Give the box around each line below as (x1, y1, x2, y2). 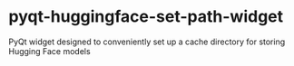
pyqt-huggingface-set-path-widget (8, 6, 284, 27)
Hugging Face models (8, 45, 92, 56)
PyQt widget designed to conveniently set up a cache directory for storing (8, 36, 286, 47)
